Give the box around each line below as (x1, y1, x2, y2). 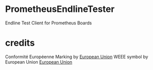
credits (5, 37, 35, 49)
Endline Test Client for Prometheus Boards (5, 20, 92, 26)
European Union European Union (5, 59, 73, 65)
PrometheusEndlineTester (5, 3, 115, 15)
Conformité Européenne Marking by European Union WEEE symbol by (5, 54, 149, 60)
